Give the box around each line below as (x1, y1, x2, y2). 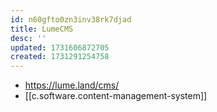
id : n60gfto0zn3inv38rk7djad (10, 14, 132, 25)
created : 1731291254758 (10, 52, 110, 62)
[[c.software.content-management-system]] (24, 90, 208, 102)
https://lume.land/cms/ (24, 79, 120, 91)
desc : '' (10, 33, 47, 43)
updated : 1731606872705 (10, 42, 110, 53)
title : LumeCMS (10, 24, 74, 34)
